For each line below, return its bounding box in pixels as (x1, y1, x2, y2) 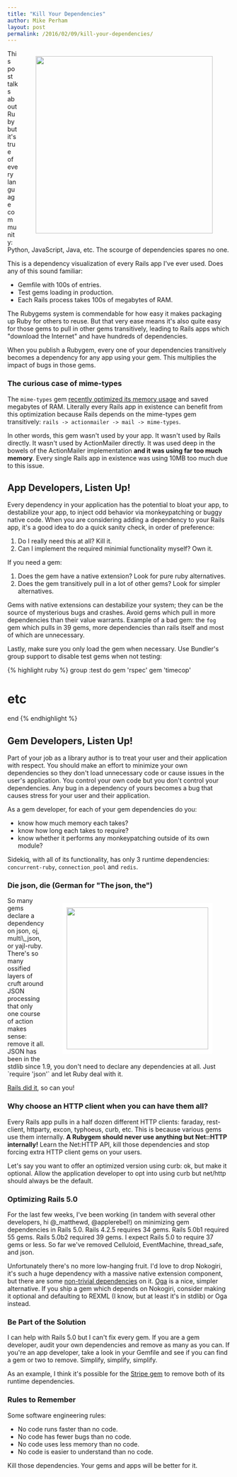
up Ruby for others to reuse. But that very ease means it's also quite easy (7, 317, 221, 326)
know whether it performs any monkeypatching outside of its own (17, 834, 210, 843)
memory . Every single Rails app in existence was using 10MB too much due (7, 453, 228, 462)
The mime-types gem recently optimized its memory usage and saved (7, 394, 209, 403)
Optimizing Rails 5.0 (7, 1194, 78, 1204)
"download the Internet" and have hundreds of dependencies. (7, 332, 188, 341)
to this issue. (7, 461, 45, 470)
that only (7, 1002, 33, 1011)
